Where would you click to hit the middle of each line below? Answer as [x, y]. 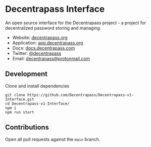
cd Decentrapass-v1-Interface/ [37, 104]
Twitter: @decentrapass [37, 53]
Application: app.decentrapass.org [48, 42]
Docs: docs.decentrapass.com [44, 48]
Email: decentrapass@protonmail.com [51, 58]
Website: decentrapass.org [40, 37]
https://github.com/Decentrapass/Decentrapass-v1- [80, 95]
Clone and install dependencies [37, 86]
